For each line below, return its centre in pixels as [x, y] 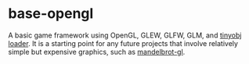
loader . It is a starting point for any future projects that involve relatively [123, 43]
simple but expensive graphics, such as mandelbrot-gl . [97, 52]
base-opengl [51, 14]
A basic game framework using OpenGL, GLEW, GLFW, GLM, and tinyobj [125, 35]
